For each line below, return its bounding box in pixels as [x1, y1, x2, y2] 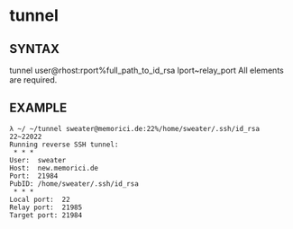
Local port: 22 [9, 195, 70, 204]
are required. [9, 75, 58, 85]
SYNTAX [9, 41, 60, 57]
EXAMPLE [9, 101, 68, 116]
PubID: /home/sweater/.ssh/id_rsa [9, 179, 140, 189]
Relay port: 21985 [9, 203, 83, 212]
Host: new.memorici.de [9, 163, 99, 172]
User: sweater [9, 155, 67, 164]
